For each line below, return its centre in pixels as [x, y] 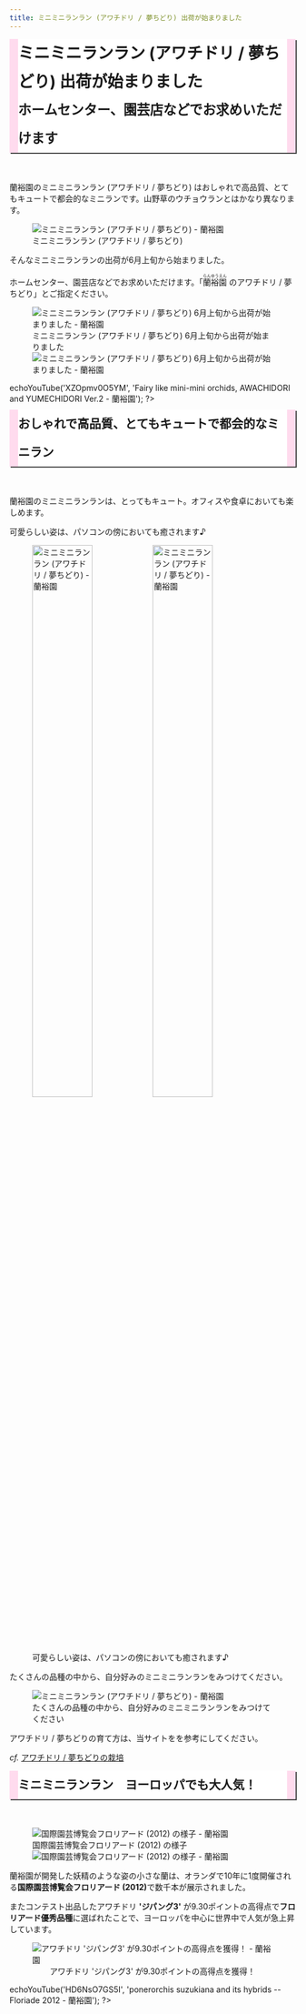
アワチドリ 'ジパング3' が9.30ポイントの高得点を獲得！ [153, 1971]
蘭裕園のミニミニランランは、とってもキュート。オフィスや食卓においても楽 [152, 501]
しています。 [33, 1929]
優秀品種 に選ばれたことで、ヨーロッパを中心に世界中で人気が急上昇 [168, 1918]
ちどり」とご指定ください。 [61, 293]
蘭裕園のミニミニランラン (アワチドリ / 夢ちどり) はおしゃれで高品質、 [142, 186]
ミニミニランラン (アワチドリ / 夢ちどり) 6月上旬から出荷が [143, 335]
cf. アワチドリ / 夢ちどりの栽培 [67, 1757]
